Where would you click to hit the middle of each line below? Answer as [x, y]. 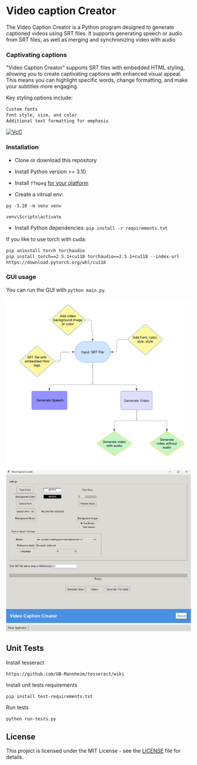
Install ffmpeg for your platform [52, 183]
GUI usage [21, 277]
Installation [23, 147]
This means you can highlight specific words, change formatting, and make [97, 80]
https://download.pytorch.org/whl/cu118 [56, 262]
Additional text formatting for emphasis [57, 121]
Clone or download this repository [56, 160]
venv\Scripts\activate [34, 217]
